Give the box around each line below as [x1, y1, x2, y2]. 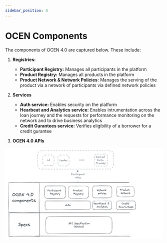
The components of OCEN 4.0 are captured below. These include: [5, 46, 141, 52]
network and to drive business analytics [19, 117, 102, 123]
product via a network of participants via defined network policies [19, 82, 156, 88]
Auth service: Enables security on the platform [19, 101, 117, 107]
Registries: [12, 56, 36, 62]
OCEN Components [5, 30, 87, 41]
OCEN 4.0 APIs [12, 137, 44, 143]
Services [12, 91, 31, 97]
